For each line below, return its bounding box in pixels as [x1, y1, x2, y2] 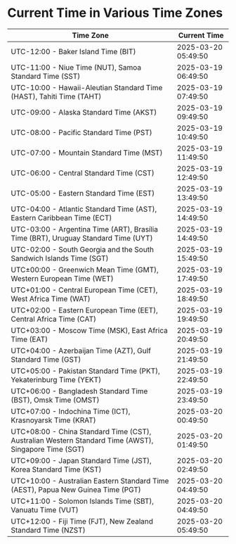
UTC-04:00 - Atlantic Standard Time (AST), [11, 204, 157, 214]
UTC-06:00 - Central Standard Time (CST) [11, 167, 155, 177]
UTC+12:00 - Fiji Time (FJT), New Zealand [11, 516, 153, 526]
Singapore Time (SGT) [11, 444, 85, 454]
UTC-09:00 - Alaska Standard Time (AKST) [11, 107, 157, 117]
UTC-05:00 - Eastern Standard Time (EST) [11, 188, 155, 198]
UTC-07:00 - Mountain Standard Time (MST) [11, 148, 163, 158]
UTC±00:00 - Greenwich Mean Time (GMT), [11, 265, 159, 274]
